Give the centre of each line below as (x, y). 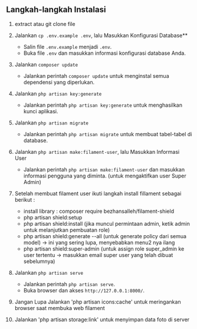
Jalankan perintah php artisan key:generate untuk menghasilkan (103, 105)
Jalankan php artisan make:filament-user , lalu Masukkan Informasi (97, 152)
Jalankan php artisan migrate (51, 123)
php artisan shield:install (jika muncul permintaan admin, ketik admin (106, 223)
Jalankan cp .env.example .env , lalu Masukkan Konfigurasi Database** (101, 35)
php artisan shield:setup (53, 217)
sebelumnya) (39, 261)
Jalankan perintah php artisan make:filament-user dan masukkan (104, 169)
